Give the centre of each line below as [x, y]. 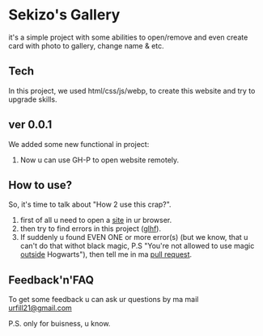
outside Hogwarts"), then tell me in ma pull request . [106, 254]
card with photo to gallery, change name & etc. [86, 45]
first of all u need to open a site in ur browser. [96, 220]
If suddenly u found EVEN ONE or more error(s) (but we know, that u [134, 237]
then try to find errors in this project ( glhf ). [91, 229]
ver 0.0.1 [30, 125]
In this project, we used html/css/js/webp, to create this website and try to [132, 90]
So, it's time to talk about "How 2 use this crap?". [90, 204]
